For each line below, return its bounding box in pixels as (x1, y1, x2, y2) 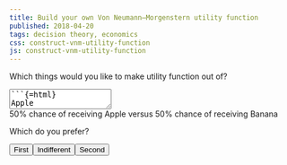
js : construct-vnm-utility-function (9, 47, 146, 56)
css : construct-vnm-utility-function (9, 38, 151, 48)
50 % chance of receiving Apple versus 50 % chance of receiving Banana (9, 109, 278, 119)
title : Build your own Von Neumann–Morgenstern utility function (9, 13, 258, 22)
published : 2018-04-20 (9, 22, 94, 30)
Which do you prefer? (9, 126, 90, 137)
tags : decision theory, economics (9, 30, 139, 39)
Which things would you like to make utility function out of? (9, 71, 228, 82)
